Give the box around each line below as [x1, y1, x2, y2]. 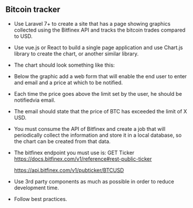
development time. [13, 184, 60, 191]
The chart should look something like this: [13, 61, 115, 68]
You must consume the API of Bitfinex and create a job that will [13, 125, 166, 132]
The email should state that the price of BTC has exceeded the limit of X [13, 108, 188, 115]
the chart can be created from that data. [13, 137, 111, 145]
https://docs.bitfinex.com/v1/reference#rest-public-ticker [13, 155, 152, 162]
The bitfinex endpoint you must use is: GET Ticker [13, 149, 135, 156]
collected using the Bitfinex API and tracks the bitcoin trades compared [13, 26, 185, 33]
